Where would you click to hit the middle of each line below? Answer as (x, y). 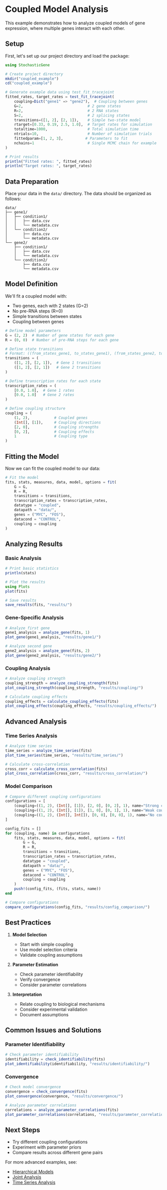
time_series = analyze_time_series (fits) (49, 751)
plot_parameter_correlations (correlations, (51, 1114)
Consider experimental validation (54, 1009)
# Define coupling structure (35, 409)
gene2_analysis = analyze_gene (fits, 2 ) (48, 651)
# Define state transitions (34, 349)
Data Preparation (32, 181)
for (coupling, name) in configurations (48, 833)
